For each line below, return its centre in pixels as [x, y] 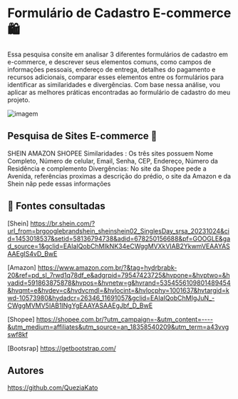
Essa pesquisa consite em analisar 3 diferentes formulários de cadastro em [118, 54]
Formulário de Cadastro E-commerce [119, 13]
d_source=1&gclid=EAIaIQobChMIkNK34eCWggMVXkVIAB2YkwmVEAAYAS [119, 246]
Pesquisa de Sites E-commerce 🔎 [82, 136]
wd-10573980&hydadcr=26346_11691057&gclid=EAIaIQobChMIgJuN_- [111, 298]
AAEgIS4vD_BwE [32, 253]
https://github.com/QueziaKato [53, 388]
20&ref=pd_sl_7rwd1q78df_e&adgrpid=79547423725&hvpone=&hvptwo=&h [119, 275]
